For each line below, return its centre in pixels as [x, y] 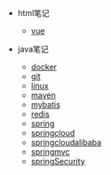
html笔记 [34, 13]
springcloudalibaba [66, 142]
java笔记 [33, 49]
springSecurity [58, 161]
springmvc [50, 152]
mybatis [45, 104]
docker [44, 67]
